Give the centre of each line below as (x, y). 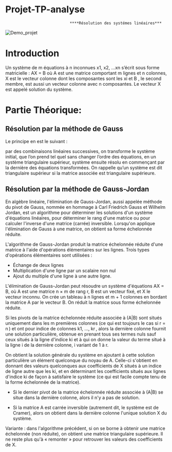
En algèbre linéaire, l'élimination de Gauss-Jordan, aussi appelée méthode (84, 202)
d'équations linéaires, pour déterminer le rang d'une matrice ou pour (78, 218)
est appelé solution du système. (39, 89)
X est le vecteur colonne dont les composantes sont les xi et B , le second (83, 78)
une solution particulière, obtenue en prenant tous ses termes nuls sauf (81, 334)
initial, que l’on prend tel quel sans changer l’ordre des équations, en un (81, 156)
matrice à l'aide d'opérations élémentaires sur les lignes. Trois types (78, 249)
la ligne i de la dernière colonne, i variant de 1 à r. (57, 345)
